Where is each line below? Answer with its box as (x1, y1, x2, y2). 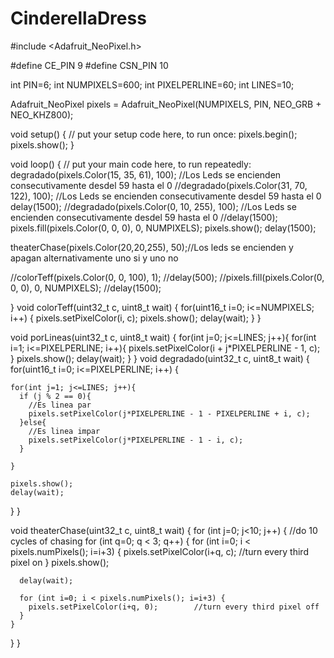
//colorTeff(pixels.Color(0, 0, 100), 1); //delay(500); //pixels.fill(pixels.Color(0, (10, 271, 325, 283)
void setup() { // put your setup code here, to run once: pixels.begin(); (10, 128, 298, 140)
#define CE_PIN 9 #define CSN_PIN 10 (10, 59, 169, 71)
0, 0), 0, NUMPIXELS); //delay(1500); (10, 282, 162, 294)
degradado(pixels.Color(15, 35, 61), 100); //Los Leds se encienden (10, 168, 282, 181)
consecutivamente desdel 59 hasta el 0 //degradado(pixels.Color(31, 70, (10, 179, 308, 191)
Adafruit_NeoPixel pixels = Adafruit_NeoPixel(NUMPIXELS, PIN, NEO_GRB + (10, 98, 322, 110)
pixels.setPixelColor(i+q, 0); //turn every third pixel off (28, 602, 320, 612)
